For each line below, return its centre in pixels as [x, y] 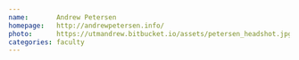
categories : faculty [47, 42]
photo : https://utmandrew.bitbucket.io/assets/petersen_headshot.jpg [150, 34]
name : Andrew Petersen [62, 17]
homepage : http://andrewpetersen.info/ [87, 26]
